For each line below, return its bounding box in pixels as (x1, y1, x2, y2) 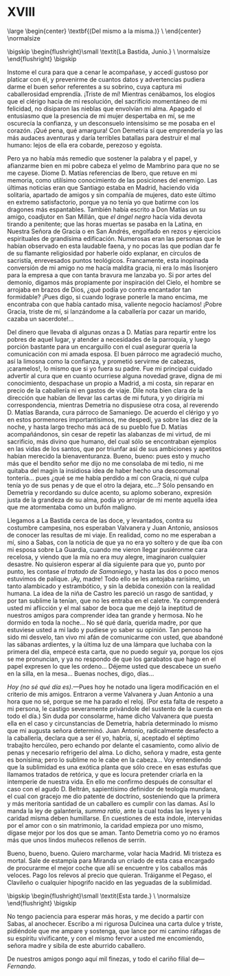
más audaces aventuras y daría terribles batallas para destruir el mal (7, 133, 201, 141)
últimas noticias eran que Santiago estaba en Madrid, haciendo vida (7, 183, 199, 191)
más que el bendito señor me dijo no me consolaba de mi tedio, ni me (7, 459, 204, 467)
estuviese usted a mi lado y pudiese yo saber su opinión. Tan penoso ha (7, 625, 211, 634)
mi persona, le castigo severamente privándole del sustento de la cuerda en (7, 704, 222, 712)
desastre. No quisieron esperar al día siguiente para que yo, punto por (7, 560, 206, 568)
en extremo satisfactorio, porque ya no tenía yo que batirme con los (7, 198, 199, 206)
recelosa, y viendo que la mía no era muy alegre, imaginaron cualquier (7, 553, 206, 561)
